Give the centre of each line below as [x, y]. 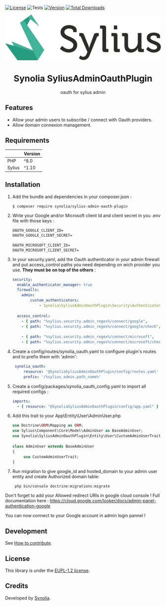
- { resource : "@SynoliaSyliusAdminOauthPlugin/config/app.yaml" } [88, 406]
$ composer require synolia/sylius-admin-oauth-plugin [70, 206]
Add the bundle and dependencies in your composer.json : [72, 196]
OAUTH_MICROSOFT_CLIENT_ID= [41, 245]
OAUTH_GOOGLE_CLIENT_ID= [38, 230]
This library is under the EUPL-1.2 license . [47, 570]
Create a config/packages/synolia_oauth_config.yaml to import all [79, 386]
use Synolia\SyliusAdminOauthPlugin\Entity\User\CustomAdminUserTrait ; [87, 436]
